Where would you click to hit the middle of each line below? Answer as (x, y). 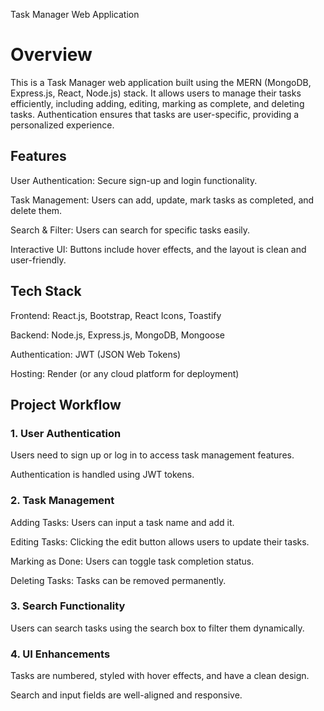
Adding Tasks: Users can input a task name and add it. (122, 522)
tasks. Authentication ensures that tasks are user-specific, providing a (155, 114)
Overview (51, 55)
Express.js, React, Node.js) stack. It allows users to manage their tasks (156, 93)
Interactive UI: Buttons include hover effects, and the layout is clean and (158, 249)
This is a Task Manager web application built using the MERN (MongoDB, (161, 82)
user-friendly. (38, 260)
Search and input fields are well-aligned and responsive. (126, 695)
